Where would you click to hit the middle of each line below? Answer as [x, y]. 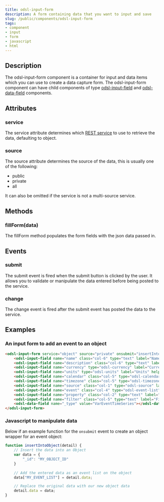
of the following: [21, 167]
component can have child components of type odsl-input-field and [73, 88]
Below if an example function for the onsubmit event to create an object [76, 431]
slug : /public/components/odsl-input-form [49, 19]
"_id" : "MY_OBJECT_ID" [46, 460]
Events [16, 251]
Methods [19, 211]
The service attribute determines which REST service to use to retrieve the [80, 133]
